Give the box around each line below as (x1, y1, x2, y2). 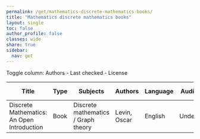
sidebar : (6, 48, 28, 53)
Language (145, 87, 174, 95)
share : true (6, 42, 36, 48)
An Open (9, 115, 34, 124)
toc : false (6, 25, 33, 31)
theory (73, 123, 92, 131)
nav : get (11, 53, 33, 59)
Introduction (9, 123, 43, 131)
